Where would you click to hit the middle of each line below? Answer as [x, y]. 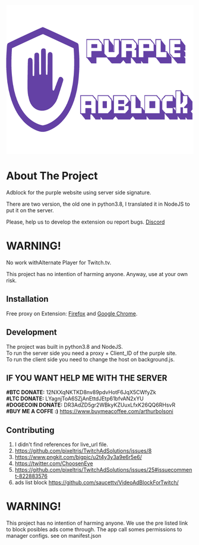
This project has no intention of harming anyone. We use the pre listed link [97, 523]
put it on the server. [30, 210]
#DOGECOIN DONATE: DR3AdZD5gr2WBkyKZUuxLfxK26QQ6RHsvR [91, 405]
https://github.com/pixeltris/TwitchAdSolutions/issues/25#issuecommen [103, 470]
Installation [27, 299]
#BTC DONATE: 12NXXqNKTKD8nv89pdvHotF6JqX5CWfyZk [81, 392]
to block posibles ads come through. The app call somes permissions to [94, 529]
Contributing [30, 430]
